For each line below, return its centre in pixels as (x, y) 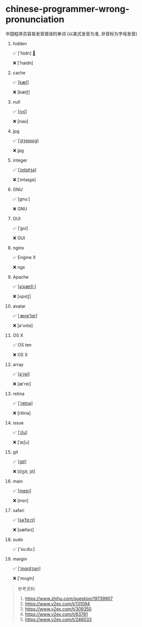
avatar (19, 306)
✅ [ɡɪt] (19, 461)
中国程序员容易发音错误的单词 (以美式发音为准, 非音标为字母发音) (71, 33)
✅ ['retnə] (23, 403)
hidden (20, 43)
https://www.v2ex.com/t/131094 (57, 603)
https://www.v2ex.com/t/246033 (58, 619)
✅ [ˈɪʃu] (20, 432)
